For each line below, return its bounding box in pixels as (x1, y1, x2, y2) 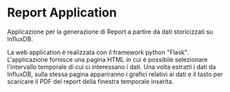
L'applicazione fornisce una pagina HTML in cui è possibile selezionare (7, 55, 208, 63)
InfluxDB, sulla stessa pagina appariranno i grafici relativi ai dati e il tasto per (7, 70, 223, 78)
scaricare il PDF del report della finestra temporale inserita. (7, 77, 174, 85)
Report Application (7, 5, 117, 21)
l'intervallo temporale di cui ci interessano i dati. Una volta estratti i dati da (7, 62, 216, 71)
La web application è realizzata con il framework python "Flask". (7, 48, 189, 56)
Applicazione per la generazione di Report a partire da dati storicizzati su (7, 27, 214, 36)
